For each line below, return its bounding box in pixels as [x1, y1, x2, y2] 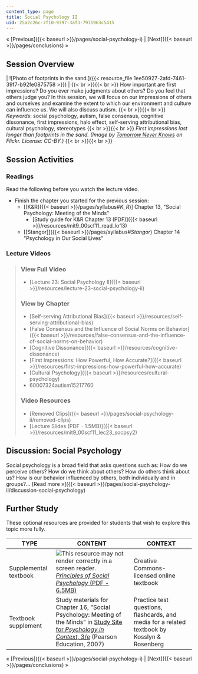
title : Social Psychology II [6, 14, 78, 20]
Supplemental [9, 564, 48, 573]
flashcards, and [133, 611, 177, 619]
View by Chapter [20, 300, 70, 308]
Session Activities [6, 154, 74, 165]
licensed [133, 571, 157, 580]
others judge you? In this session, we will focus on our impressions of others [6, 94, 192, 101]
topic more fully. [6, 525, 46, 532]
